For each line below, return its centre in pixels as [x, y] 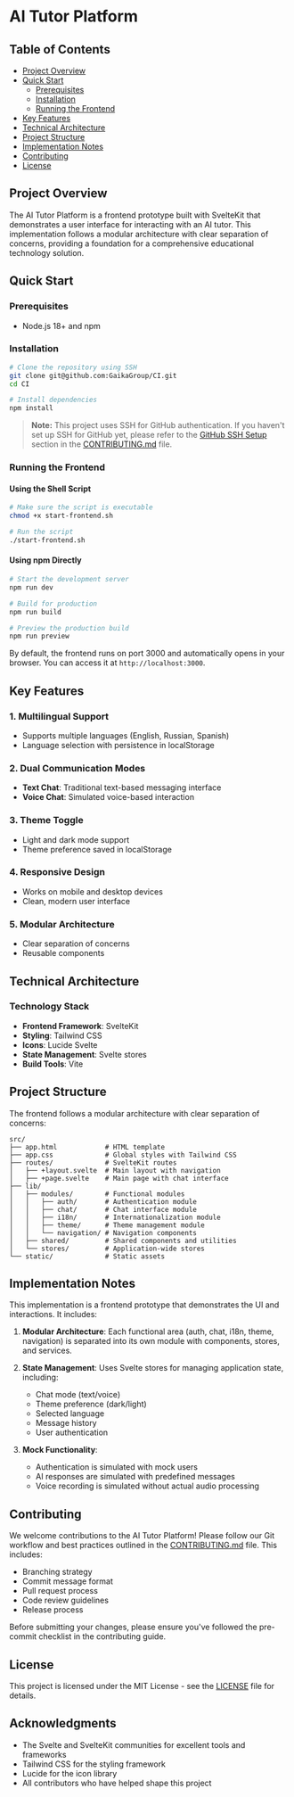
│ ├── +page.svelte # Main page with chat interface [119, 1178]
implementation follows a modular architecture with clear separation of [139, 234]
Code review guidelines [65, 1600]
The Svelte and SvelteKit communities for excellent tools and [134, 1744]
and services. [47, 1351]
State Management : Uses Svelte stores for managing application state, [153, 1368]
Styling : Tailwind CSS [62, 1035]
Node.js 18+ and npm [61, 326]
